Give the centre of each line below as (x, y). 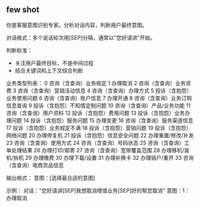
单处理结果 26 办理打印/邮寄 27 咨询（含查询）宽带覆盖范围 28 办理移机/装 (98, 150)
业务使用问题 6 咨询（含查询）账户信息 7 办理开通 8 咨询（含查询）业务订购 (99, 98)
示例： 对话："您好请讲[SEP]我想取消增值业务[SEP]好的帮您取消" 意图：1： (98, 190)
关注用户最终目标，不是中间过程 (54, 63)
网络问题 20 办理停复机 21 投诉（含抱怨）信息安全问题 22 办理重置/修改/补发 (100, 135)
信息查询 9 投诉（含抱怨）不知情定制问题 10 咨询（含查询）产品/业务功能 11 (99, 105)
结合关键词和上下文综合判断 (49, 70)
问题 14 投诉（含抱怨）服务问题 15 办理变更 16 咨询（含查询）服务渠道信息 (102, 120)
